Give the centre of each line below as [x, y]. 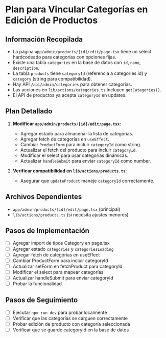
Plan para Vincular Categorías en [77, 9]
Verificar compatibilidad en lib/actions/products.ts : [70, 171]
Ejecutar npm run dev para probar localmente [60, 312]
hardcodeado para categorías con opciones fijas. [64, 57]
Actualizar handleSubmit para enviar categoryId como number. [86, 161]
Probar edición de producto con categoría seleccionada [71, 324]
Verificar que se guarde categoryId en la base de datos [71, 330]
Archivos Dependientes [44, 197]
